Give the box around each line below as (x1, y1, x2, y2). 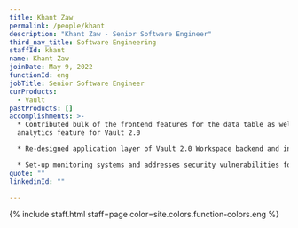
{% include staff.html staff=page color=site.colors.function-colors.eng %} (9, 209, 279, 220)
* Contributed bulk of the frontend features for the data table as (17, 121, 276, 130)
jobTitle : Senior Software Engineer (9, 79, 145, 88)
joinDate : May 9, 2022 (9, 63, 93, 72)
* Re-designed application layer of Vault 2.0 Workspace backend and (17, 145, 279, 153)
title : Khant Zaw (9, 12, 74, 22)
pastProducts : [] (9, 104, 74, 113)
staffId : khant (9, 46, 66, 55)
